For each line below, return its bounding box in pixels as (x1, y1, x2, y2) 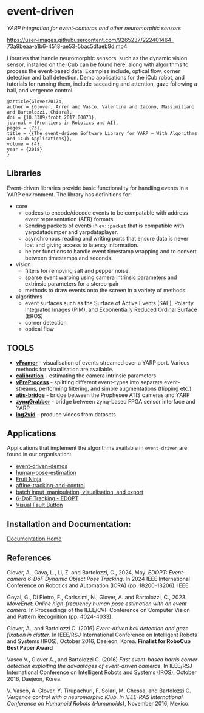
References (7, 553, 52, 563)
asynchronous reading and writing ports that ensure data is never (24, 235, 189, 242)
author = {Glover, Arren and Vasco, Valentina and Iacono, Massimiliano (7, 103, 195, 110)
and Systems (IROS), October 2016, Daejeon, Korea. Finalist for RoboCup (7, 638, 191, 645)
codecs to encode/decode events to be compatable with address (24, 208, 188, 216)
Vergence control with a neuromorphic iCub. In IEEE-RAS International (7, 694, 183, 700)
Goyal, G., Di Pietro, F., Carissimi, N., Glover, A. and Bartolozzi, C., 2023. (7, 594, 187, 601)
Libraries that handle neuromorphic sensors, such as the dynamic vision (7, 54, 188, 61)
